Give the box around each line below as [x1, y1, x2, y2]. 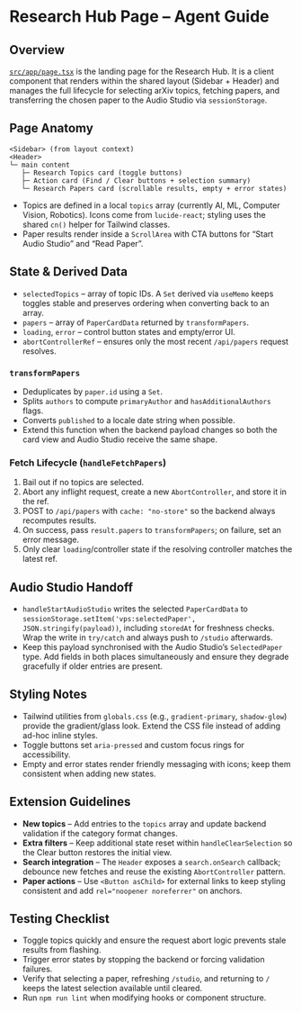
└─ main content [9, 160, 70, 169]
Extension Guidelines [9, 794, 131, 809]
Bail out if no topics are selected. [22, 477, 145, 488]
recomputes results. [22, 515, 97, 526]
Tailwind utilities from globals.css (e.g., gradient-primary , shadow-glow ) [22, 710, 288, 721]
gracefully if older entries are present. [22, 661, 164, 672]
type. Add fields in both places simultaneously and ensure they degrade [22, 651, 289, 663]
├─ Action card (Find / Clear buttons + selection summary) [21, 176, 252, 185]
